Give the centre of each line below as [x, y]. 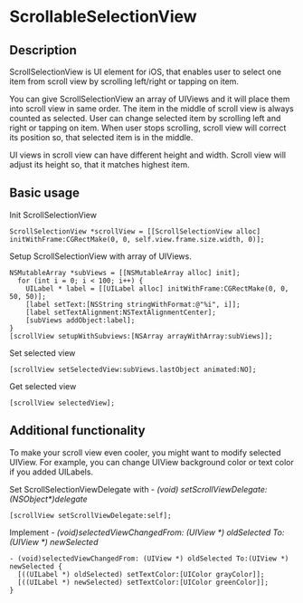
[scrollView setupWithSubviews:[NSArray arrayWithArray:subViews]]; [141, 336]
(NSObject [28, 499]
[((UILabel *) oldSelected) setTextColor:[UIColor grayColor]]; [141, 574]
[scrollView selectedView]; [62, 403]
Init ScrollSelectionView [53, 215]
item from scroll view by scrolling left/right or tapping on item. [124, 81]
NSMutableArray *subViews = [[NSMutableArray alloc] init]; [125, 273]
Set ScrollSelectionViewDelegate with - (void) [94, 489]
